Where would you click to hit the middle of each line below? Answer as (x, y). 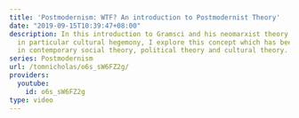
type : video (31, 100)
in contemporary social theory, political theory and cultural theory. (153, 51)
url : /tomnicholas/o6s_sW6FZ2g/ (69, 67)
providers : (29, 75)
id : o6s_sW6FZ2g (56, 91)
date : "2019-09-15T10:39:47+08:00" (75, 26)
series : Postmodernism (51, 59)
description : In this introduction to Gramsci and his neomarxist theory (149, 34)
